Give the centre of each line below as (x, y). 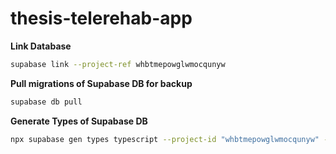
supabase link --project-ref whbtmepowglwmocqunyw (118, 64)
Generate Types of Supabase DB (79, 121)
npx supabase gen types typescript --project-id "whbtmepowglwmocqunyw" (165, 139)
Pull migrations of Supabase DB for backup (101, 83)
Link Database (41, 46)
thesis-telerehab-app (101, 18)
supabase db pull (46, 102)
